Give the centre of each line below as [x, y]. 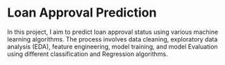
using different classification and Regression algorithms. [87, 54]
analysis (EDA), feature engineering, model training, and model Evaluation [112, 46]
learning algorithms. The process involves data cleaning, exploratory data [112, 39]
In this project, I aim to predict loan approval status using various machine [113, 32]
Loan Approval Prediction [82, 13]
